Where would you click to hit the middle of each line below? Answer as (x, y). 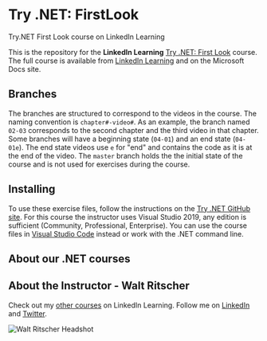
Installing (32, 189)
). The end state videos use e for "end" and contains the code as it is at (135, 147)
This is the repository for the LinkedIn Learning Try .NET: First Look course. (133, 52)
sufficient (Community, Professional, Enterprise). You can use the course (128, 225)
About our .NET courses (69, 259)
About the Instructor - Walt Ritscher (99, 286)
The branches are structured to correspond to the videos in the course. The (133, 113)
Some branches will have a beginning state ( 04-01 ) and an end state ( (122, 139)
